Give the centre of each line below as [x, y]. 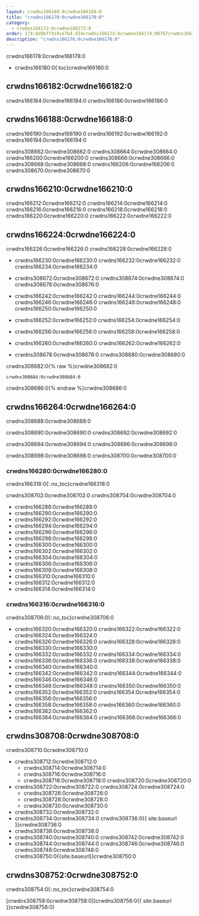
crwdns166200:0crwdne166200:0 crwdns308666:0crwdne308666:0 [90, 157]
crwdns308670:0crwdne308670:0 [48, 170]
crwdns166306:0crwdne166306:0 [56, 564]
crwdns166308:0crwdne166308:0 [56, 570]
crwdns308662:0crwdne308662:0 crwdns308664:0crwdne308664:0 [92, 151]
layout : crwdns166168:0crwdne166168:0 [54, 12]
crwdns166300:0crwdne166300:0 [56, 545]
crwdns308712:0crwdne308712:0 [56, 762]
